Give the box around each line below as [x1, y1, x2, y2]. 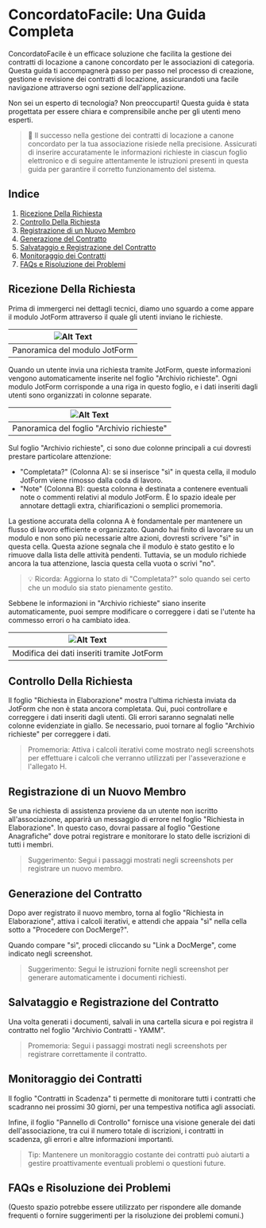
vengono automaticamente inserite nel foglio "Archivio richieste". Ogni [8, 373, 238, 383]
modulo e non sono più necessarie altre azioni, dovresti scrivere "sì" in [8, 533, 240, 542]
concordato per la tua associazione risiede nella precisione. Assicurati [27, 139, 257, 148]
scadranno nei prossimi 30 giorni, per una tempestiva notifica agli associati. [8, 1101, 256, 1112]
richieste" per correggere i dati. [8, 729, 111, 739]
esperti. [8, 115, 33, 124]
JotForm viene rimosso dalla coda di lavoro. [19, 475, 164, 485]
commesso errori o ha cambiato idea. [8, 615, 131, 624]
